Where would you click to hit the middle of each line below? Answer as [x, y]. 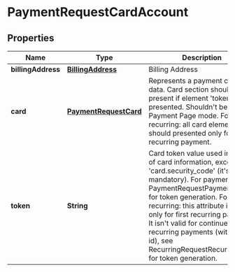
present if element [178, 98]
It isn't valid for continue [188, 223]
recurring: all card [178, 124]
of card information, [181, 162]
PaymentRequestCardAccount [98, 12]
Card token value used [185, 153]
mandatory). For [175, 179]
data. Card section [179, 90]
